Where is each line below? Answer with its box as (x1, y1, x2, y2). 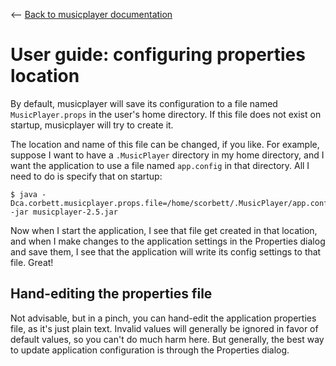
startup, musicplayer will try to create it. (10, 119, 174, 131)
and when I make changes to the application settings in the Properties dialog (10, 235, 326, 247)
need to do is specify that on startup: (10, 170, 163, 182)
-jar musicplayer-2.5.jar (10, 207, 118, 217)
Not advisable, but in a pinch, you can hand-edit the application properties (10, 312, 317, 324)
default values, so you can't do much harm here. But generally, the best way (10, 333, 325, 345)
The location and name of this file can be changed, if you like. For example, (10, 138, 320, 150)
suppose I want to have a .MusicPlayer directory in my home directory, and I (10, 149, 325, 161)
